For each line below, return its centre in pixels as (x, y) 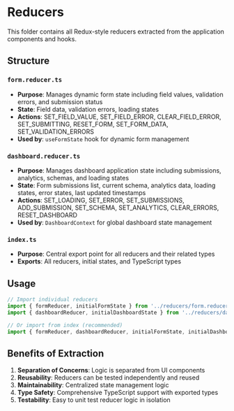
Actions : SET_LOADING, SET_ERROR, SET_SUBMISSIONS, (101, 200)
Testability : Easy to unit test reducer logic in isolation (94, 400)
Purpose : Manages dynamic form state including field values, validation (120, 94)
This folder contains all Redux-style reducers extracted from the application (116, 31)
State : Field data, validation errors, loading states (88, 109)
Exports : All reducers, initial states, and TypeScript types (99, 261)
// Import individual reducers (53, 300)
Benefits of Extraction (56, 353)
